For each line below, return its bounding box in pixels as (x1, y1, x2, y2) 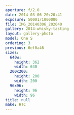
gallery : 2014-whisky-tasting (5, 26, 69, 32)
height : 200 (14, 74, 40, 79)
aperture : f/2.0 (5, 7, 40, 13)
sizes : (5, 50, 19, 55)
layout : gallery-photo (5, 31, 53, 36)
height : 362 (14, 60, 40, 65)
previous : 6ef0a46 (5, 45, 44, 50)
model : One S (5, 36, 33, 41)
